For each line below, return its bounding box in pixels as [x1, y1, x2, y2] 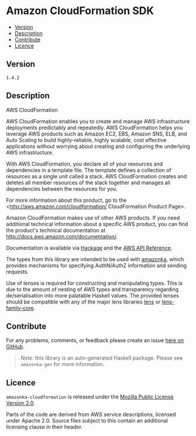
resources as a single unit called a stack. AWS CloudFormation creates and [6, 173, 187, 180]
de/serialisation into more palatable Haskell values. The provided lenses [6, 292, 180, 299]
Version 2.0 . [6, 400, 35, 407]
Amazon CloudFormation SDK [6, 4, 154, 18]
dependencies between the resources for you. [6, 185, 118, 192]
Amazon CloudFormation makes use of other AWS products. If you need [6, 214, 180, 221]
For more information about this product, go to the [6, 197, 127, 204]
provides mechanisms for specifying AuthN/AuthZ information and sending [6, 262, 187, 269]
